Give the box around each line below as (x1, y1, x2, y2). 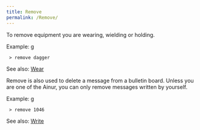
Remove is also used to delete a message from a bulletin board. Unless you (6, 77, 194, 84)
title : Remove (6, 8, 42, 15)
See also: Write (6, 117, 44, 125)
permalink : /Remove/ (6, 15, 59, 21)
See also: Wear (6, 65, 44, 73)
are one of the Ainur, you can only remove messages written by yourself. (6, 83, 188, 91)
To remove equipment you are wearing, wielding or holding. (6, 31, 155, 38)
